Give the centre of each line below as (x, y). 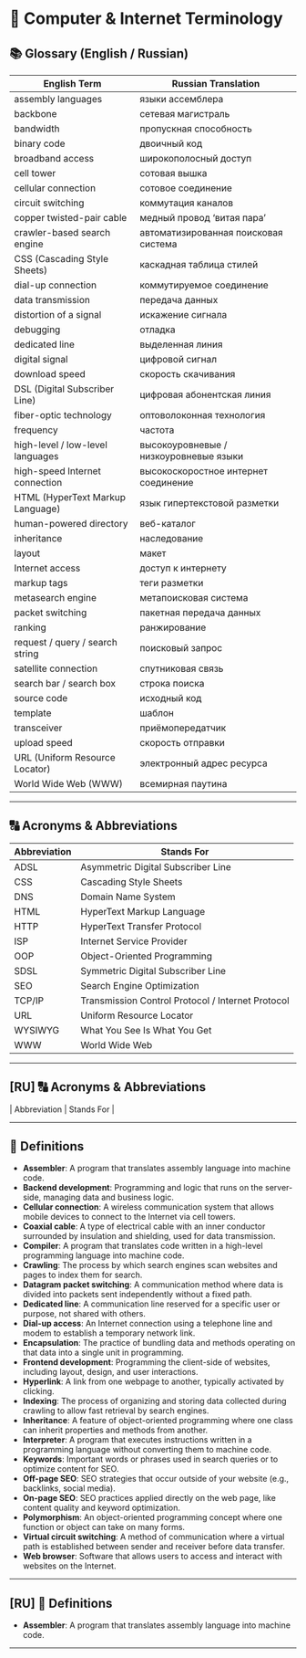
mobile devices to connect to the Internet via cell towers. (129, 1217)
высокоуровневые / (184, 445)
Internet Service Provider (134, 941)
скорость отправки (182, 743)
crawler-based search (62, 232)
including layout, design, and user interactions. (110, 1372)
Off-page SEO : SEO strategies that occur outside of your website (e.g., (156, 1479)
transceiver (38, 728)
